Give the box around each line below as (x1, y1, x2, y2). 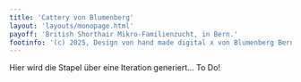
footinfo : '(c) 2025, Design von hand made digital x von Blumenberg (9, 37, 275, 47)
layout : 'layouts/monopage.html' (9, 21, 134, 30)
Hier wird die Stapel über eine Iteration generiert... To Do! (9, 62, 221, 73)
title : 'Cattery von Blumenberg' (9, 12, 134, 22)
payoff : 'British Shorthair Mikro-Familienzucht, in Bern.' (9, 29, 239, 38)
